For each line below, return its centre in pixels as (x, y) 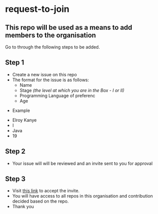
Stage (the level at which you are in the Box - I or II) (72, 90)
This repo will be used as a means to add (69, 27)
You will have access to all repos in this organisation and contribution (82, 196)
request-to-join (37, 9)
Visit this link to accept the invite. (46, 191)
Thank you (23, 207)
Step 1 (15, 63)
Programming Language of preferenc (57, 96)
